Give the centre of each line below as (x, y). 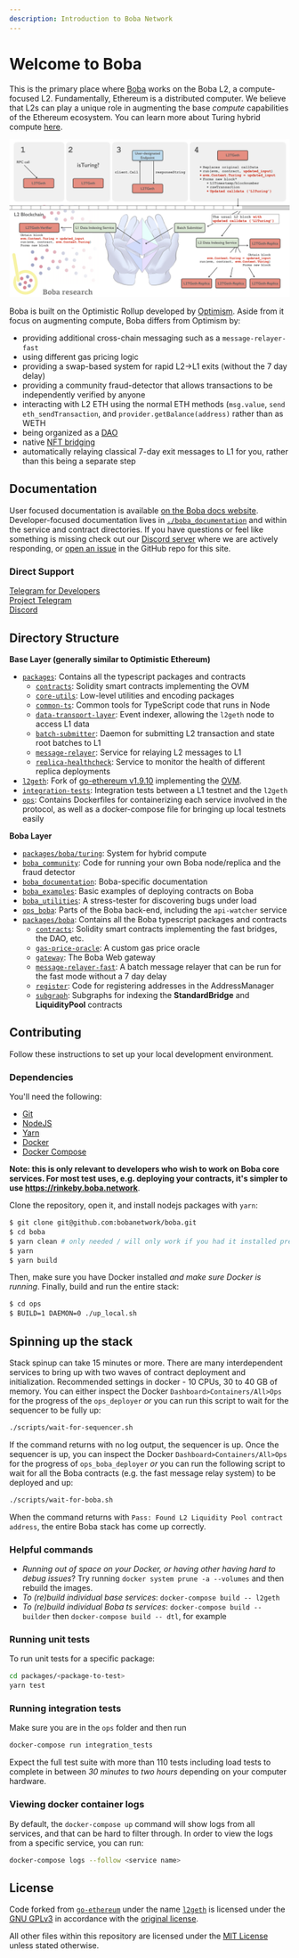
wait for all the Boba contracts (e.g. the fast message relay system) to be (142, 1473)
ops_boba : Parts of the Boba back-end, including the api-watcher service (154, 910)
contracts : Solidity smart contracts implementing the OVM (142, 685)
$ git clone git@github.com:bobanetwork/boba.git (103, 1223)
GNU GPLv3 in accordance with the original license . (104, 1919)
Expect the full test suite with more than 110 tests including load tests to (140, 1762)
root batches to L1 (68, 742)
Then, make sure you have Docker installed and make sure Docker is (135, 1277)
